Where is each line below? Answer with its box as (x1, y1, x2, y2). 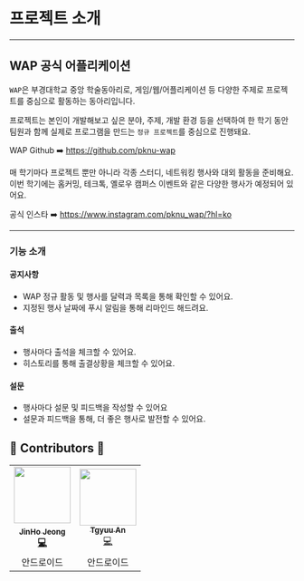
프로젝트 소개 (9, 8, 101, 29)
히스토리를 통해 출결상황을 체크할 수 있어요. (22, 358, 176, 369)
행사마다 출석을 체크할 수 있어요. (22, 346, 137, 358)
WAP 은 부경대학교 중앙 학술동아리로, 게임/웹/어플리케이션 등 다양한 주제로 (9, 83, 264, 95)
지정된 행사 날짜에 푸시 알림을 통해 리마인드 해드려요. (22, 302, 209, 313)
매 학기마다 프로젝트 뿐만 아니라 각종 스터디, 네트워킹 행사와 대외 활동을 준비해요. (9, 167, 294, 178)
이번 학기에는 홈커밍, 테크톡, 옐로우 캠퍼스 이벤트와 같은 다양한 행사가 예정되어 (9, 178, 285, 189)
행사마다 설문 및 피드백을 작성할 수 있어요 (22, 402, 168, 413)
